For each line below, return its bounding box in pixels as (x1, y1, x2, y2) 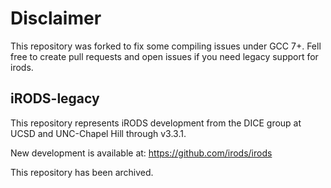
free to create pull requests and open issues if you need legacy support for (10, 50, 319, 62)
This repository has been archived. (10, 166, 154, 178)
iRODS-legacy (10, 90, 100, 107)
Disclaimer (10, 7, 102, 30)
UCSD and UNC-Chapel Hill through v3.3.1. (10, 127, 187, 139)
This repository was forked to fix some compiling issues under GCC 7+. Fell (10, 40, 322, 52)
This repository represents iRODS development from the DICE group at (10, 117, 302, 129)
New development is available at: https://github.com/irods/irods (10, 147, 273, 159)
